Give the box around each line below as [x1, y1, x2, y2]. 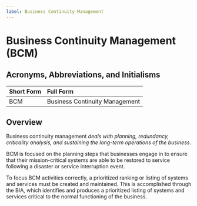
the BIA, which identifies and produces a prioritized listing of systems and [6, 187, 185, 194]
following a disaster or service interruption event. [6, 163, 125, 170]
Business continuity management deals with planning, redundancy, [6, 133, 169, 140]
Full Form [46, 87, 74, 95]
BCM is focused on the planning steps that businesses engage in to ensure [6, 151, 188, 158]
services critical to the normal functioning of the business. [6, 193, 148, 200]
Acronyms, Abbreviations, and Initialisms [6, 70, 161, 80]
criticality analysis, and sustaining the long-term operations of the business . [6, 139, 192, 146]
